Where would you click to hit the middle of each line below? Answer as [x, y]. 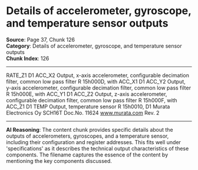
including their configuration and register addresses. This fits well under [94, 142]
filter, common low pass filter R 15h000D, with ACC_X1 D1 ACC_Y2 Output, [96, 81]
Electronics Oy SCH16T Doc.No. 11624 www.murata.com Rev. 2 [83, 112]
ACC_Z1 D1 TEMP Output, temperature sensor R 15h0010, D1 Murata [88, 106]
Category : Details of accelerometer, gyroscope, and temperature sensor [94, 46]
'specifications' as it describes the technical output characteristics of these [98, 148]
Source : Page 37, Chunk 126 [41, 39]
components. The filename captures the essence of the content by [87, 155]
